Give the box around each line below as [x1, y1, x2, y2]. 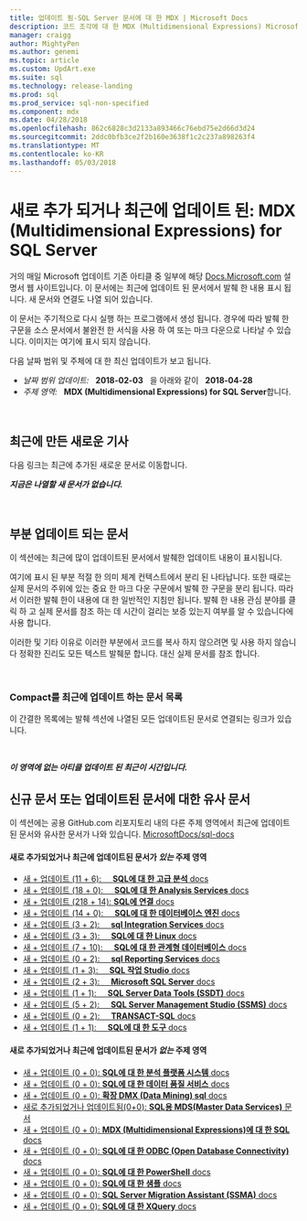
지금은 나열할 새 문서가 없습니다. [9, 479, 123, 490]
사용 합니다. [9, 617, 52, 628]
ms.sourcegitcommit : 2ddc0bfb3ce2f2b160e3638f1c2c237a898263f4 [9, 133, 256, 142]
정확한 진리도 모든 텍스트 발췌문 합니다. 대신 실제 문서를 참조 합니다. [18, 648, 260, 659]
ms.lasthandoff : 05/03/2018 [9, 157, 117, 167]
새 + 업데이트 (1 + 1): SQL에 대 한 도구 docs [22, 1022, 187, 1034]
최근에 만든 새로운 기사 [9, 434, 130, 449]
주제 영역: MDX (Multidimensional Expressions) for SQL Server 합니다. [22, 386, 291, 398]
